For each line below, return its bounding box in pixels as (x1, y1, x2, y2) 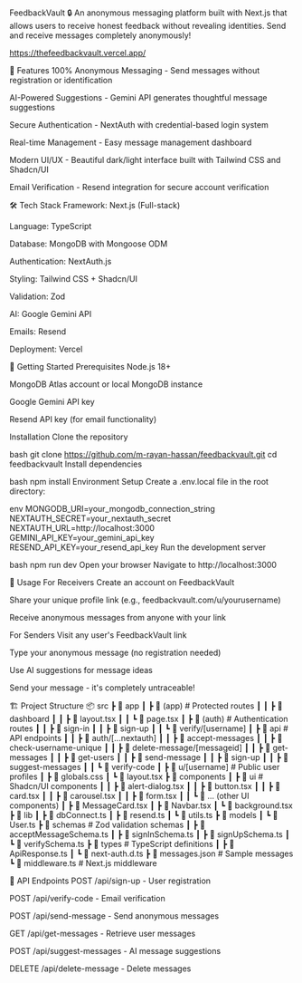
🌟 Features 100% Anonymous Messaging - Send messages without (9, 65, 260, 75)
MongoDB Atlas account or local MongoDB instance (9, 379, 203, 390)
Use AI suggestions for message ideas (9, 665, 154, 675)
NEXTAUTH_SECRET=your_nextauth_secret (9, 513, 172, 524)
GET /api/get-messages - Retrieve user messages (9, 928, 196, 939)
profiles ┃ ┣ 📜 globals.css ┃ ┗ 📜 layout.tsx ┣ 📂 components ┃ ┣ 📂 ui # (9, 771, 264, 782)
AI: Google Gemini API (9, 309, 92, 319)
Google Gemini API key (9, 397, 95, 407)
